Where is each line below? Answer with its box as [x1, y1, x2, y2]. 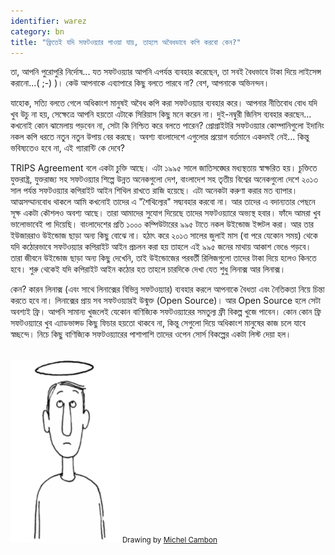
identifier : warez [10, 16, 87, 26]
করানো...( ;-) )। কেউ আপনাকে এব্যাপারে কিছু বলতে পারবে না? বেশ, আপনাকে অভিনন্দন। [10, 77, 270, 89]
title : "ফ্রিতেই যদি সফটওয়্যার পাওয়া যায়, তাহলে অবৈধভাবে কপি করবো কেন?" [10, 37, 242, 47]
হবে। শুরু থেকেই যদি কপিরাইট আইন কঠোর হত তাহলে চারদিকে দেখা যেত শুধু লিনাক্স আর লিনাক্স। [10, 263, 287, 275]
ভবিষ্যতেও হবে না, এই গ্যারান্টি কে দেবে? [10, 142, 125, 154]
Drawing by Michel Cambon [121, 535, 218, 545]
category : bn [10, 26, 65, 37]
